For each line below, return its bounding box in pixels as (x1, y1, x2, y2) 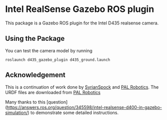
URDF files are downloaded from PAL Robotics (5, 89, 101, 95)
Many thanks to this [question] (5, 99, 68, 105)
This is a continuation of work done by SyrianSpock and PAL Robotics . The (5, 84, 159, 90)
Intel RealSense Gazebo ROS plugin (5, 3, 155, 15)
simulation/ (5, 110, 28, 116)
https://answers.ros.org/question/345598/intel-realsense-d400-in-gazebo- (6, 104, 162, 110)
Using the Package (5, 34, 65, 43)
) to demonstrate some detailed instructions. (27, 110, 119, 116)
